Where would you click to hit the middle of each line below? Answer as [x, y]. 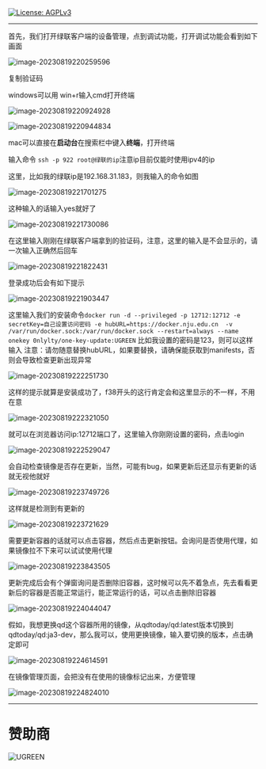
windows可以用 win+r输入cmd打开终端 [72, 95]
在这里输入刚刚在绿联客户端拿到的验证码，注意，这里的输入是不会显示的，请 [133, 240]
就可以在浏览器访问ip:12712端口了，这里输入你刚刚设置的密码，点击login [126, 434]
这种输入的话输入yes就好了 [52, 208]
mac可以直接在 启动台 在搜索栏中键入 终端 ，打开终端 [92, 143]
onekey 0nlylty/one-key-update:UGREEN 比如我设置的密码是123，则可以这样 [131, 340]
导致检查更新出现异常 [57, 360]
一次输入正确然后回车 [43, 250]
